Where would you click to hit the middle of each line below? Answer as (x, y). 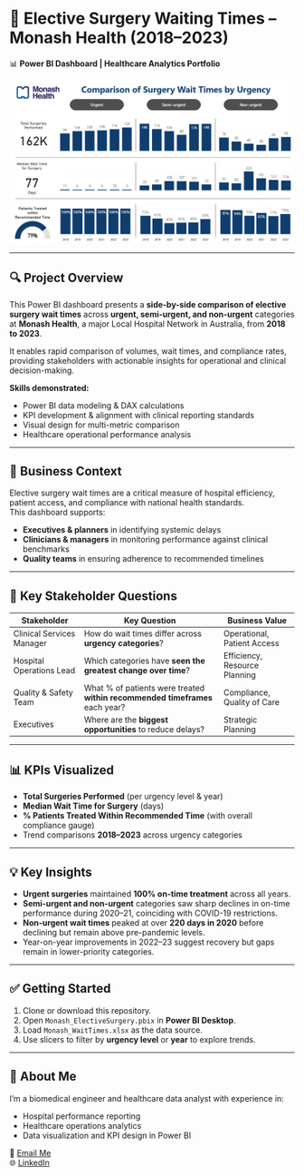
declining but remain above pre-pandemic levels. (114, 932)
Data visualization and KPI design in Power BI (107, 1135)
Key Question (150, 620)
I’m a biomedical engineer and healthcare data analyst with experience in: (147, 1098)
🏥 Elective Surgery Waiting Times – (143, 19)
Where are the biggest (126, 720)
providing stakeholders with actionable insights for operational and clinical (148, 360)
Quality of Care (252, 702)
